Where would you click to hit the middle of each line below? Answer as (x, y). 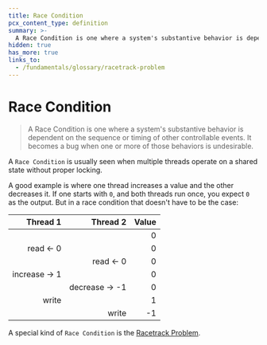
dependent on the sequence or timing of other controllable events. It (139, 137)
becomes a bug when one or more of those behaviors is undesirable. (141, 146)
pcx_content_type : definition (58, 23)
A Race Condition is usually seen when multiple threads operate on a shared (133, 161)
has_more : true (33, 53)
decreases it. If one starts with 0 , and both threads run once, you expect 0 (129, 194)
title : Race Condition (46, 16)
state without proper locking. (56, 170)
